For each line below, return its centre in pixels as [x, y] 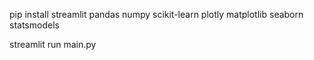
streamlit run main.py [53, 44]
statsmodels [34, 25]
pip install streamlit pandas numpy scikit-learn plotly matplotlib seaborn [156, 14]
